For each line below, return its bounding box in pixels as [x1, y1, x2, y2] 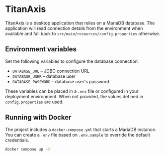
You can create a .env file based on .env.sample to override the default [5, 132, 150, 138]
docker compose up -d [5, 147, 50, 152]
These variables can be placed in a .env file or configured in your [5, 88, 139, 94]
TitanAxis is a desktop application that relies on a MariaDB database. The [5, 20, 155, 26]
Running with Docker [5, 113, 72, 122]
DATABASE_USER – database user [12, 73, 76, 79]
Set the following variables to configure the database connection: [5, 58, 139, 64]
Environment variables [5, 45, 77, 53]
